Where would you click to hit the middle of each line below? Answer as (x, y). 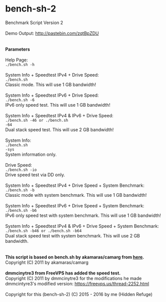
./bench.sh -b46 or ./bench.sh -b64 (43, 231)
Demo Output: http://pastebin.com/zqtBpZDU (52, 33)
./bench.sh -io (21, 170)
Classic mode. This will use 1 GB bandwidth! (51, 84)
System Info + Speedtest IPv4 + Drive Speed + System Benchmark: (75, 185)
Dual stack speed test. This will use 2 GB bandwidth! (59, 129)
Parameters (18, 49)
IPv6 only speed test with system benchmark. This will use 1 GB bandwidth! (83, 215)
